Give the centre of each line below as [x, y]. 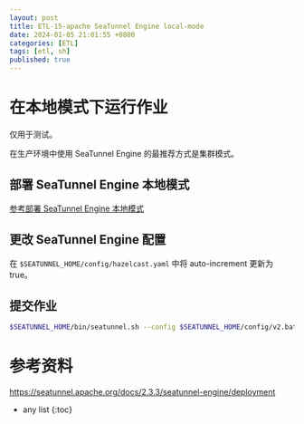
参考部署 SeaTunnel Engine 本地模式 [77, 208]
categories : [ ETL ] [44, 43]
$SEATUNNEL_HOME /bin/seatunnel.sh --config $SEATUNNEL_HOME [125, 327]
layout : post [34, 18]
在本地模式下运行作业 [89, 107]
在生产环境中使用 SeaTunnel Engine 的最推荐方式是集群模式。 [124, 153]
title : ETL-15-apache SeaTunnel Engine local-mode [107, 26]
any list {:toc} [47, 410]
